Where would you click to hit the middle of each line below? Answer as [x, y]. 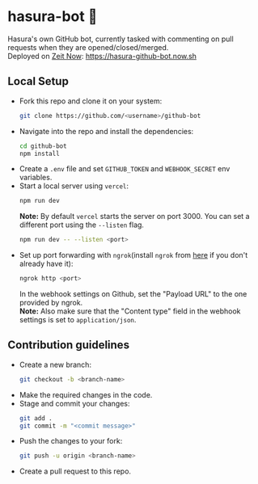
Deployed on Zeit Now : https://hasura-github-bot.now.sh [102, 56]
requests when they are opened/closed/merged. [88, 47]
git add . [36, 418]
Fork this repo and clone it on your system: [91, 101]
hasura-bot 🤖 [53, 17]
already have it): [46, 264]
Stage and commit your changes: [74, 403]
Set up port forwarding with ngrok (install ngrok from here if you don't [133, 255]
